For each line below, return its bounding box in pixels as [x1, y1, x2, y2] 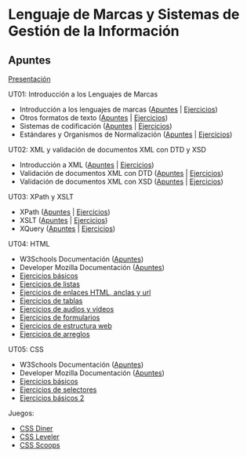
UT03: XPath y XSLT [8, 192, 74, 201]
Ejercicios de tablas [19, 296, 83, 305]
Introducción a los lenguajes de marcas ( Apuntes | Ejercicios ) [19, 104, 218, 114]
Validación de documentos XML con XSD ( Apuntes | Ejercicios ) [19, 177, 223, 186]
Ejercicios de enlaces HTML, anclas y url [19, 288, 151, 297]
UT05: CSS [8, 345, 45, 354]
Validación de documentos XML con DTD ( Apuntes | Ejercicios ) [19, 169, 224, 177]
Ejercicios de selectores [19, 385, 97, 394]
